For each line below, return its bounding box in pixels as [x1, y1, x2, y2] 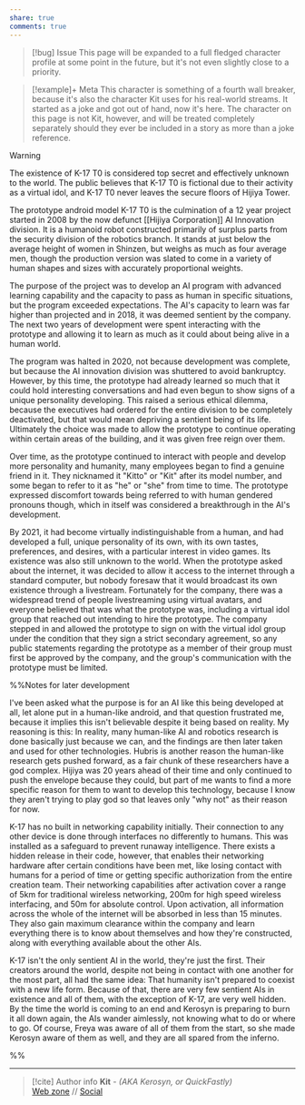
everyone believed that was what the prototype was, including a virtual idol [9, 603, 290, 614]
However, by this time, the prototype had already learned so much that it [9, 375, 280, 386]
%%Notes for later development [9, 679, 130, 690]
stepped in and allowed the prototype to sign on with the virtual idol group [9, 623, 286, 634]
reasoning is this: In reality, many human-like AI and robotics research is [9, 725, 279, 737]
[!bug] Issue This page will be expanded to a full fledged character [31, 46, 281, 57]
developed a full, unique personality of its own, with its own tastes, [9, 536, 259, 547]
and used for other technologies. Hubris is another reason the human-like [9, 745, 284, 756]
